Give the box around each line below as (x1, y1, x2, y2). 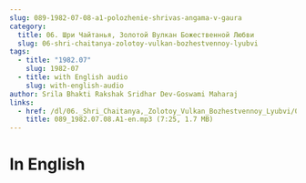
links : (9, 97, 35, 107)
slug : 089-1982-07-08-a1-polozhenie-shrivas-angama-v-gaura (9, 13, 243, 23)
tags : (9, 47, 30, 56)
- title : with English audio (17, 73, 128, 82)
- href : (17, 107, 47, 116)
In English (9, 154, 86, 175)
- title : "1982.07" (17, 56, 92, 65)
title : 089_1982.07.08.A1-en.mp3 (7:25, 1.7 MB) (25, 115, 214, 124)
